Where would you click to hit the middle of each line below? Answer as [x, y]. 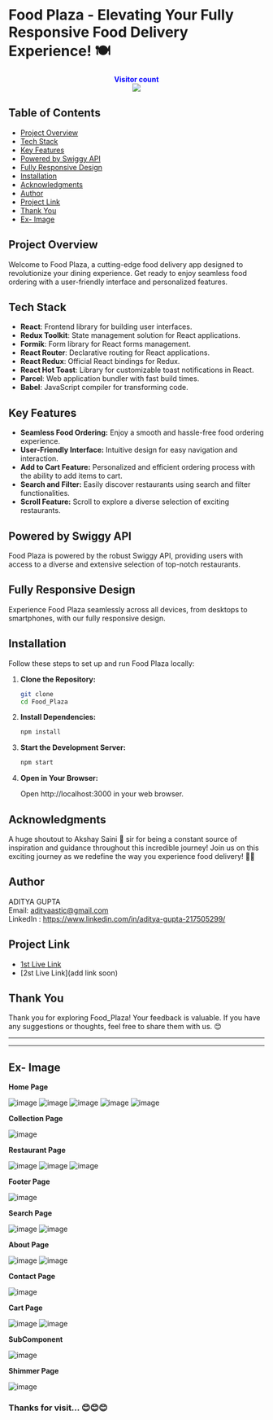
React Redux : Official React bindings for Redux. [100, 362]
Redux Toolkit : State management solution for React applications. [130, 335]
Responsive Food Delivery [98, 32]
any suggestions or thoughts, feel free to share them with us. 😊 [115, 1027]
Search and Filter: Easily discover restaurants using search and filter [135, 484]
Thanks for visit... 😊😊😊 [58, 1408]
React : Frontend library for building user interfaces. [106, 327]
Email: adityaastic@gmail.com [58, 910]
